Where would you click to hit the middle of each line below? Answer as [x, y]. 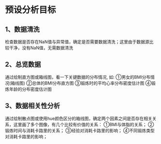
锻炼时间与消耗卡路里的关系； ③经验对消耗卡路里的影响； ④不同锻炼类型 [80, 130]
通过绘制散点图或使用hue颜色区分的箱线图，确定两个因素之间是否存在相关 [79, 118]
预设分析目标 [31, 10]
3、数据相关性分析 [33, 106]
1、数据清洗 [22, 29]
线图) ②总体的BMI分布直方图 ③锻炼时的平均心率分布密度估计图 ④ [83, 83]
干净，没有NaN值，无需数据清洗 [41, 48]
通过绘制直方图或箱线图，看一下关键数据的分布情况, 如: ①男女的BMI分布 [78, 77]
